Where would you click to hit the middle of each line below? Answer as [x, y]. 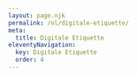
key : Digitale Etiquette [56, 52]
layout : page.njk [37, 15]
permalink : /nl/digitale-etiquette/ [68, 23]
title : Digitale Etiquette [60, 38]
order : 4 [30, 60]
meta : [17, 30]
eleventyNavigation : [42, 45]
